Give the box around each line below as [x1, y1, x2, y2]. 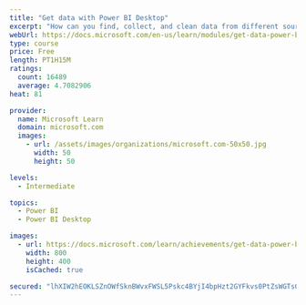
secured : [9, 281, 43, 291]
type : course [9, 38, 59, 48]
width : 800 [25, 248, 67, 258]
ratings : [9, 65, 43, 74]
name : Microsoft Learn [17, 115, 104, 124]
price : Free [9, 47, 55, 56]
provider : [9, 106, 47, 115]
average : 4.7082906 [17, 81, 92, 90]
